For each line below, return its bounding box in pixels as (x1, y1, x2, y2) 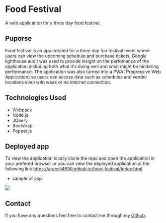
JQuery (12, 117, 28, 123)
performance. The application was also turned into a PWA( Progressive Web (5, 69, 161, 74)
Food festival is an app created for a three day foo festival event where (5, 47, 150, 53)
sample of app (12, 175, 42, 182)
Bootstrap (12, 123, 33, 129)
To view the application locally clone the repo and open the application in (5, 155, 155, 161)
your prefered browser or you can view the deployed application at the (5, 160, 150, 167)
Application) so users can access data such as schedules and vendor (5, 74, 148, 80)
